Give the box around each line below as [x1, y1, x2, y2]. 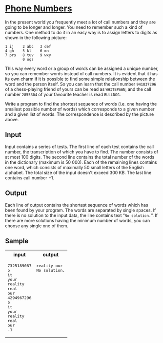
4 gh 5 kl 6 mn [5, 48, 49, 53]
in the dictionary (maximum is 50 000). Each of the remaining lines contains [5, 159, 157, 165]
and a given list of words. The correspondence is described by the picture [5, 111, 154, 117]
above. [5, 116, 19, 122]
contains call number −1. [5, 174, 55, 181]
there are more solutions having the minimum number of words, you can [5, 217, 150, 223]
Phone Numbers [5, 3, 72, 14]
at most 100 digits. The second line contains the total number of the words [5, 154, 155, 160]
